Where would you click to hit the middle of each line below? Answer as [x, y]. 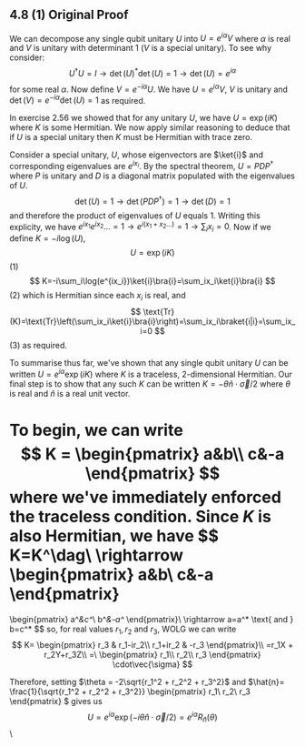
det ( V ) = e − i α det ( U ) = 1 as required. [78, 99]
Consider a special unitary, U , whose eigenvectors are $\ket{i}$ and [136, 155]
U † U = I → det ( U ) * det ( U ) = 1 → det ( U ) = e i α [152, 73]
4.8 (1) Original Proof [69, 15]
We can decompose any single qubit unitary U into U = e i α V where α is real [150, 37]
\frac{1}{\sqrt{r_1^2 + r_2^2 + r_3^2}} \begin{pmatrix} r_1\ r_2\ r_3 [130, 691]
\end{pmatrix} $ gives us [56, 702]
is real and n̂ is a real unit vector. [70, 393]
